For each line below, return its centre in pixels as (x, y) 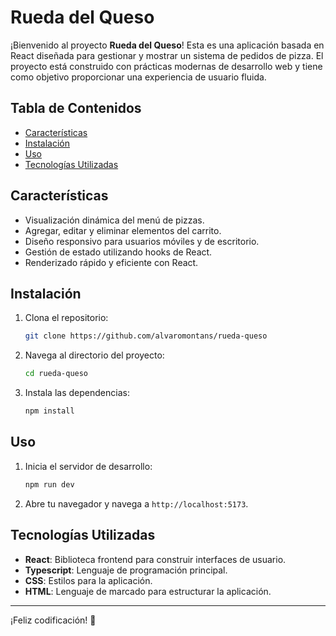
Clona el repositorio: (66, 318)
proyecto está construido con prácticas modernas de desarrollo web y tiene (166, 66)
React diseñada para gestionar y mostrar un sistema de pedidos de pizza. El (167, 55)
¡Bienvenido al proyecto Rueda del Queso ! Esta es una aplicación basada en (167, 45)
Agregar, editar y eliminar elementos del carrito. (123, 230)
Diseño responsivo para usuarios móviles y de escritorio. (142, 241)
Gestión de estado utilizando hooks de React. (118, 252)
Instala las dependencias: (77, 393)
